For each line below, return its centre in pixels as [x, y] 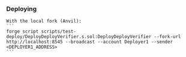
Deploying [22, 9]
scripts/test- [59, 31]
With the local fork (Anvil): [44, 21]
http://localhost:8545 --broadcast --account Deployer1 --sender [89, 42]
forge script [22, 31]
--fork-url [167, 37]
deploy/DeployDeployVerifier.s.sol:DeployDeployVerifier [79, 37]
